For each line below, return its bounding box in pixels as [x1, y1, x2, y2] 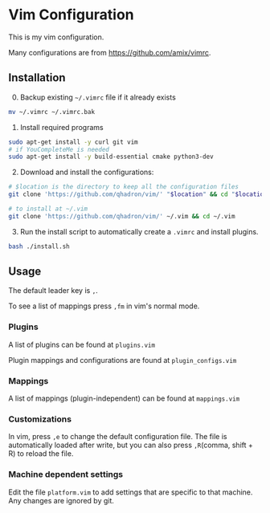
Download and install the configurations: [19, 167, 154, 177]
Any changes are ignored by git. [8, 495, 115, 505]
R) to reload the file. [8, 449, 74, 458]
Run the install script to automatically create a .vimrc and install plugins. [19, 226, 259, 236]
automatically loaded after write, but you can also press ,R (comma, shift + [8, 440, 253, 450]
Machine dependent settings [8, 469, 124, 480]
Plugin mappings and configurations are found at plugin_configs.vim [8, 355, 237, 364]
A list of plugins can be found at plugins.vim [8, 340, 155, 349]
